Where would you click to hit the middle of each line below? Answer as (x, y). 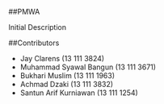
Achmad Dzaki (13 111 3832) (67, 84)
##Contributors (34, 43)
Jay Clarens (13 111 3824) (62, 58)
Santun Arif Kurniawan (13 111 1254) (79, 93)
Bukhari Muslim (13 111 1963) (67, 75)
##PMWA (24, 12)
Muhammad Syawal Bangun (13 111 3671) (88, 67)
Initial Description (38, 27)
